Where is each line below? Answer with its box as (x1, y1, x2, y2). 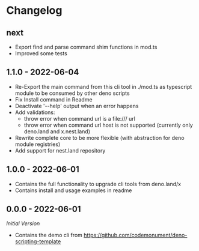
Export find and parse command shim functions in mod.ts (14, 43, 158, 50)
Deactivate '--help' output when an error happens (14, 102, 139, 109)
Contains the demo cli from (14, 232, 83, 239)
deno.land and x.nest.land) (23, 127, 91, 135)
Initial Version (6, 220, 40, 227)
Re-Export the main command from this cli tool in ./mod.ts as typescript (14, 83, 192, 90)
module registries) (14, 141, 61, 148)
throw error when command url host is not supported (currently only (23, 121, 194, 129)
